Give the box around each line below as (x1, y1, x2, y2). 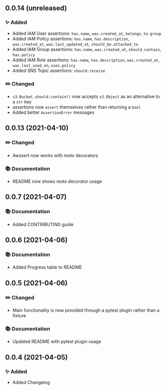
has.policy (12, 52, 35, 57)
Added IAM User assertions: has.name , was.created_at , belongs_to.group (12, 30, 162, 36)
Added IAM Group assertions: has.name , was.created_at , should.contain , (12, 46, 161, 52)
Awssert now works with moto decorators (12, 152, 98, 158)
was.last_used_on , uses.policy (12, 62, 76, 68)
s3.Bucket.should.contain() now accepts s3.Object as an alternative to (12, 93, 160, 99)
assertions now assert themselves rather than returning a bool (12, 104, 141, 110)
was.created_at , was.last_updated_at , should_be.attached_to (12, 41, 139, 47)
